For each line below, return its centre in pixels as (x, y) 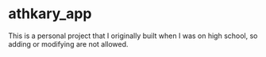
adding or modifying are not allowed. (68, 44)
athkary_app (50, 14)
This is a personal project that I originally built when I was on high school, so (133, 36)
